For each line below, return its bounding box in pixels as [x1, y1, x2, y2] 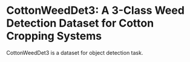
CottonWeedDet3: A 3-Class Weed [6, 4, 185, 17]
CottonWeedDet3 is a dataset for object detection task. [6, 49, 143, 56]
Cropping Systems [6, 29, 102, 43]
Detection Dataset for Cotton [6, 16, 154, 30]
